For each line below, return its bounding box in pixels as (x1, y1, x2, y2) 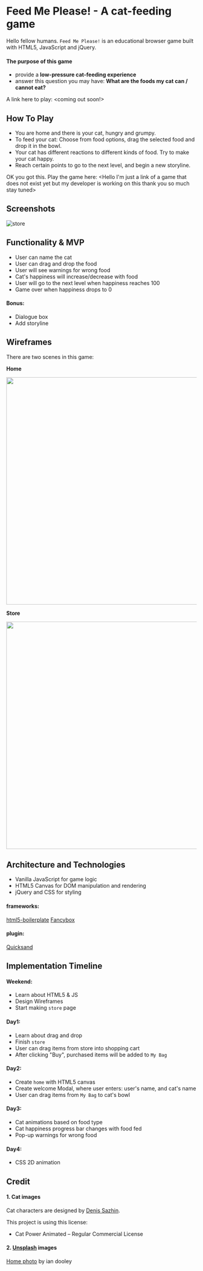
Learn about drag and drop (14, 1031, 83, 1039)
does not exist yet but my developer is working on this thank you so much (6, 179, 190, 187)
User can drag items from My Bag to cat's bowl (14, 1091, 130, 1098)
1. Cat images (6, 1193, 41, 1201)
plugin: (6, 930, 25, 937)
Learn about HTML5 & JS (14, 991, 79, 999)
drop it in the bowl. (14, 142, 62, 149)
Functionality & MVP (6, 238, 85, 248)
